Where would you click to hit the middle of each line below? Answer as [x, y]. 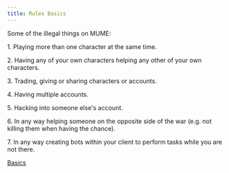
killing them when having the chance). [61, 128]
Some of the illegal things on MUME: [59, 33]
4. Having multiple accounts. [48, 94]
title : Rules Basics [37, 13]
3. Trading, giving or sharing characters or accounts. [82, 81]
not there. [21, 149]
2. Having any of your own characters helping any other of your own [104, 60]
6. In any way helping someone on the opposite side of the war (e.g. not [110, 121]
